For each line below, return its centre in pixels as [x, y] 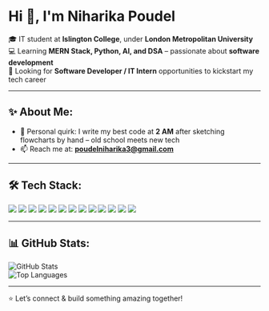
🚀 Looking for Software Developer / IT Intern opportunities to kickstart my [131, 70]
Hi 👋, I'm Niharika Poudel [92, 16]
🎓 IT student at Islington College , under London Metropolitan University [131, 38]
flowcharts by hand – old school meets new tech [100, 140]
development [31, 62]
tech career [27, 79]
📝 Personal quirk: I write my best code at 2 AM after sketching [122, 131]
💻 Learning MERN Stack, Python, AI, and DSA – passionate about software [134, 50]
